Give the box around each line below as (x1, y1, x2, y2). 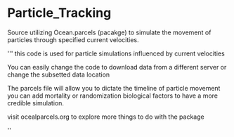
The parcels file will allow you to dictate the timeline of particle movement (7, 84, 221, 92)
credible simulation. (7, 98, 65, 107)
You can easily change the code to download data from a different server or (7, 63, 227, 71)
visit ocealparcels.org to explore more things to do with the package (7, 112, 205, 121)
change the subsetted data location (7, 70, 110, 79)
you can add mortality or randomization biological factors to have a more (7, 91, 219, 100)
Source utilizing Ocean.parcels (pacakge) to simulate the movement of (7, 28, 212, 37)
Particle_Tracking (7, 5, 112, 21)
